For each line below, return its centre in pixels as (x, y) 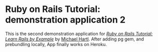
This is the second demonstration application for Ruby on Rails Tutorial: (79, 33)
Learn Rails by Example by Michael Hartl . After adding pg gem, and (75, 39)
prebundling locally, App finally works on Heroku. (56, 44)
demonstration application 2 (65, 20)
